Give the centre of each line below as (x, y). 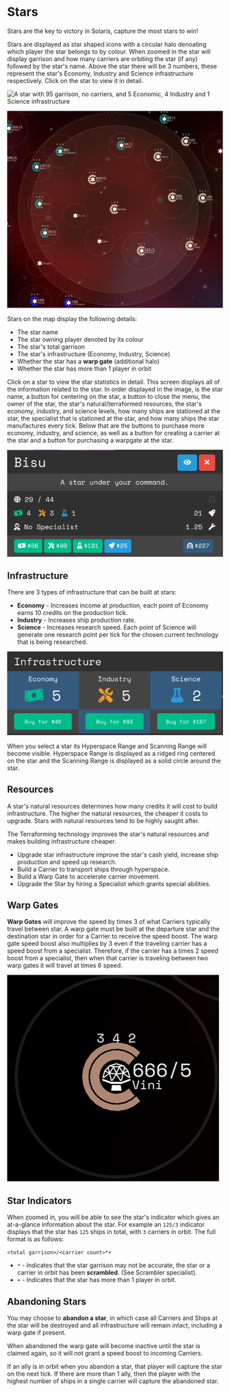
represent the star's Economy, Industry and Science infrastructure (100, 73)
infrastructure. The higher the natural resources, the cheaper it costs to (107, 813)
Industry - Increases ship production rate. (76, 620)
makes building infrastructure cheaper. (62, 841)
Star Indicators (39, 1201)
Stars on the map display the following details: (72, 319)
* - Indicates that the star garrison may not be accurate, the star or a (114, 1265)
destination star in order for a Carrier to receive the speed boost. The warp (112, 936)
